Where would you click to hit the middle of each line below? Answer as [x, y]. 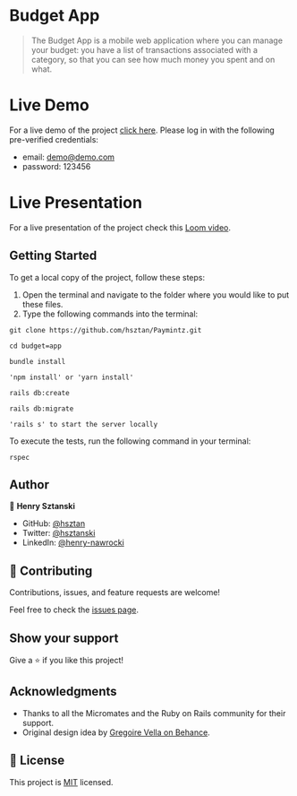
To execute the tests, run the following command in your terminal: [130, 441]
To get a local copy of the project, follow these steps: [107, 277]
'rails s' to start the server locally [84, 424]
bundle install [38, 361]
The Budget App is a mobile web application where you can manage [157, 40]
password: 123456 [56, 166]
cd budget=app [36, 346]
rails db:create [39, 393]
